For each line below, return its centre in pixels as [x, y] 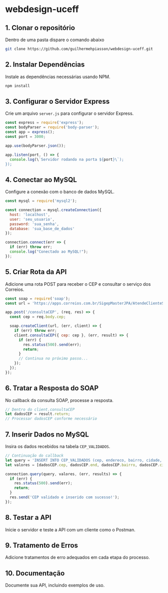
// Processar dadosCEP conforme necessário [51, 419]
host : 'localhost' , [30, 215]
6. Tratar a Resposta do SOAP [52, 388]
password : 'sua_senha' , [34, 224]
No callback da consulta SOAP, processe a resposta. [59, 400]
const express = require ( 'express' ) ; [44, 123]
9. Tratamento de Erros [42, 545]
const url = [17, 303]
